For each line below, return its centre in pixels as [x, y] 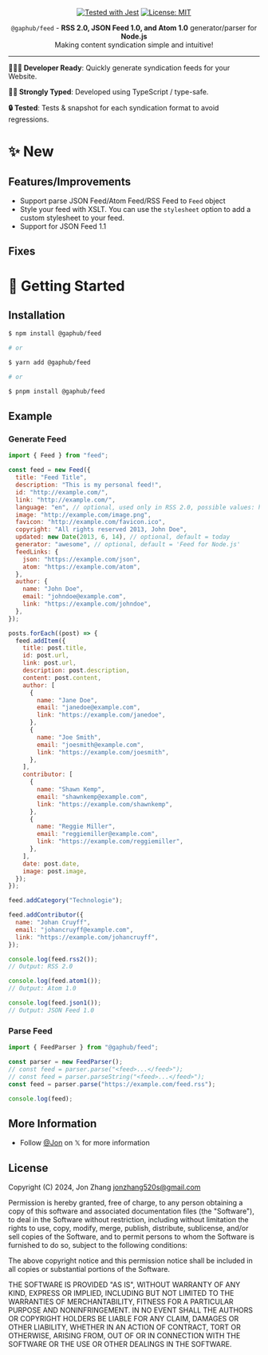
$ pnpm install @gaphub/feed [57, 391]
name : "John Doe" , [53, 589]
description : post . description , [76, 671]
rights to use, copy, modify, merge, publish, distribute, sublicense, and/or [128, 1228]
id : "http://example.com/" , [62, 492]
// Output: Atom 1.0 [43, 989]
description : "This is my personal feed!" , [89, 485]
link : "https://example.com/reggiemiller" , [110, 841]
